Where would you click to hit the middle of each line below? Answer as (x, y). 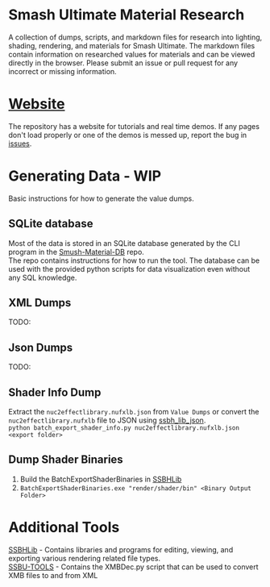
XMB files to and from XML (53, 575)
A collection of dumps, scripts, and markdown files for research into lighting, (135, 37)
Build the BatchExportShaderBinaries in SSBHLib (101, 479)
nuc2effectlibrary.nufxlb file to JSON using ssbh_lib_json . (107, 420)
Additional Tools (64, 528)
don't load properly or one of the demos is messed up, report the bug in (128, 135)
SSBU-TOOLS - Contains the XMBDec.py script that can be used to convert (134, 567)
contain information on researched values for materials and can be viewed (132, 54)
